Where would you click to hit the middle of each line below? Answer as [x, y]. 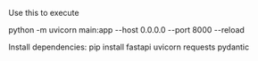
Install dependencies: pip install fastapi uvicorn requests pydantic [129, 47]
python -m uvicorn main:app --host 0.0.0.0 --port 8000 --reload [126, 30]
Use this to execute [44, 13]
